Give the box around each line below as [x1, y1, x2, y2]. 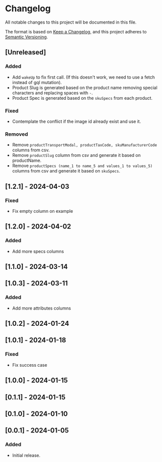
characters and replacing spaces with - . [12, 89, 93, 96]
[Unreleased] [5, 48, 46, 57]
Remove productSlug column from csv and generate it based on [12, 152, 141, 158]
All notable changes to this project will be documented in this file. [5, 19, 137, 25]
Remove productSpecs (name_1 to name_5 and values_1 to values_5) [12, 163, 153, 169]
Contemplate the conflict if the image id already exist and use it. [12, 118, 141, 124]
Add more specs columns [12, 248, 64, 254]
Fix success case [12, 362, 47, 368]
